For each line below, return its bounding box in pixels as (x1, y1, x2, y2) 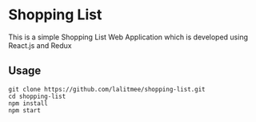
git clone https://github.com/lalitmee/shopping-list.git (8, 85, 206, 93)
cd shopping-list (8, 92, 66, 100)
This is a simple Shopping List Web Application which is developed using (8, 32, 248, 42)
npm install (8, 99, 48, 108)
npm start (8, 106, 42, 114)
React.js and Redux (8, 40, 72, 50)
